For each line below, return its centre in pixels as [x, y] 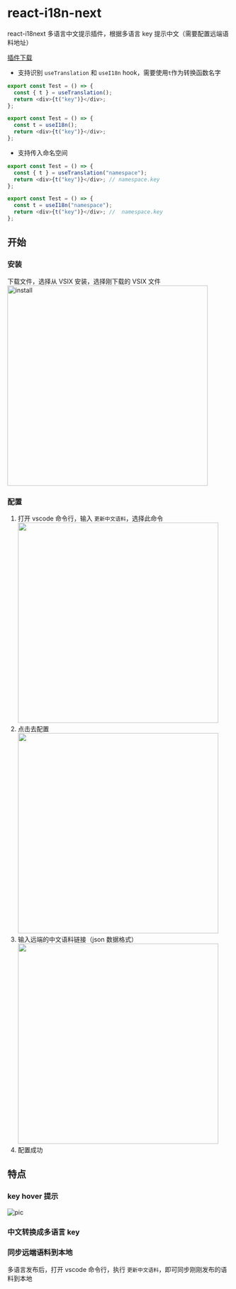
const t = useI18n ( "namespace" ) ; [63, 206]
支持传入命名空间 [43, 152]
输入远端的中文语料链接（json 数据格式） [78, 939]
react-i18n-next [55, 13]
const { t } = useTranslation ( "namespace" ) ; [80, 173]
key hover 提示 [33, 1196]
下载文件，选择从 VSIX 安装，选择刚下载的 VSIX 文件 [84, 281]
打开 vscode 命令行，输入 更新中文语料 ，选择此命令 [90, 518]
